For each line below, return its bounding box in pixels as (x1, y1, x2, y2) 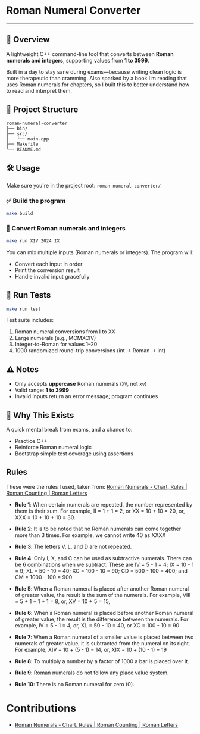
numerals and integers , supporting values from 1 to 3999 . (6, 57, 150, 64)
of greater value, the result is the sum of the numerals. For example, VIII (14, 591, 191, 598)
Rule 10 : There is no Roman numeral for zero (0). (14, 680, 135, 688)
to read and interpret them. (6, 87, 73, 94)
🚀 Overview (6, 35, 50, 45)
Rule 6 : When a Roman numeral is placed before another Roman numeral (14, 609, 194, 616)
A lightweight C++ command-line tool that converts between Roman (6, 50, 174, 57)
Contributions (6, 702, 76, 715)
